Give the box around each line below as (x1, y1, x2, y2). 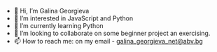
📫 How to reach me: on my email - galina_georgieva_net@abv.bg (13, 37, 203, 45)
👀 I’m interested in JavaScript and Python (13, 14, 134, 22)
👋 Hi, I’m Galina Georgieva (13, 7, 90, 15)
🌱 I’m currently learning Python (13, 22, 104, 30)
